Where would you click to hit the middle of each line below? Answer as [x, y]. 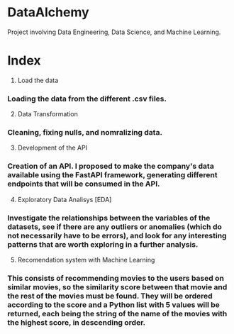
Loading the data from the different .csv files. [87, 99]
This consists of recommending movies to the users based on [116, 278]
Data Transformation [48, 114]
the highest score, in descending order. [77, 322]
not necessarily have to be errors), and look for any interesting [117, 235]
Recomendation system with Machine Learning [86, 260]
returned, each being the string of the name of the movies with [117, 313]
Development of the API [52, 148]
